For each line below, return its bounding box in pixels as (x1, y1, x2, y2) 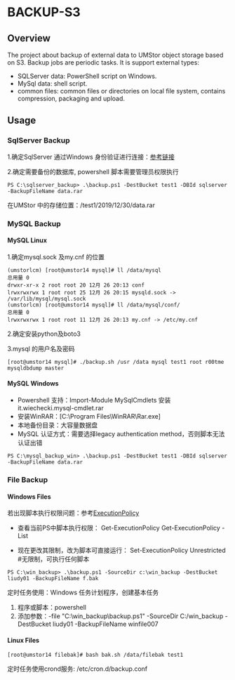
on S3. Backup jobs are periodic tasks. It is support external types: (7, 58, 200, 67)
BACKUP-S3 (7, 4, 81, 20)
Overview (7, 32, 51, 44)
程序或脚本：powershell (17, 603, 86, 612)
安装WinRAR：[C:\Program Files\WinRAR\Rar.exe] (17, 412, 161, 421)
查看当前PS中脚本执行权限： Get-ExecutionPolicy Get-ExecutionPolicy (17, 524, 221, 532)
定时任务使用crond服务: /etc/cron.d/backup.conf (7, 665, 148, 673)
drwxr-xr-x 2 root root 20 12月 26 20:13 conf (7, 282, 145, 289)
